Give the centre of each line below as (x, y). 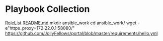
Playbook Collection (47, 9)
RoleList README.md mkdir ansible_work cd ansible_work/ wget (71, 23)
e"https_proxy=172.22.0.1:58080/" (40, 28)
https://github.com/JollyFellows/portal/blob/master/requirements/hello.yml (81, 33)
